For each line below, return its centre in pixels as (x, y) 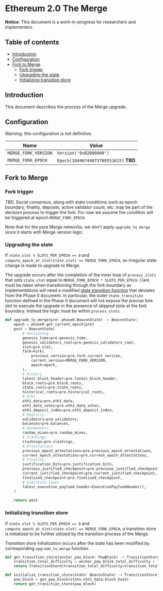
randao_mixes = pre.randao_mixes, (55, 433)
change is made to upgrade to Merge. (43, 265)
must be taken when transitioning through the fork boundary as (68, 285)
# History (32, 374)
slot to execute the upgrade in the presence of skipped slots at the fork (76, 306)
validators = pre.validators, (51, 419)
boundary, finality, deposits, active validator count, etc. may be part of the (79, 207)
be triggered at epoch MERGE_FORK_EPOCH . (45, 218)
